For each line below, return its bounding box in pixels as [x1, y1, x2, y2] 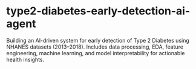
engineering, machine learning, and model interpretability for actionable [6, 49, 185, 56]
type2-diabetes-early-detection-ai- [6, 4, 191, 18]
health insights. [6, 56, 45, 63]
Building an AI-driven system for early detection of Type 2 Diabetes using [6, 37, 189, 44]
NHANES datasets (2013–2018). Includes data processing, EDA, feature [6, 43, 183, 50]
